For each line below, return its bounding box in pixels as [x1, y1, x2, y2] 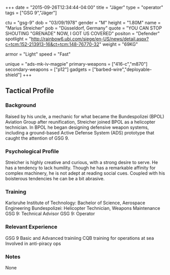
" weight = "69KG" [99, 41, 138, 47]
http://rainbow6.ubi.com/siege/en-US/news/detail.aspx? [31, 36, 149, 42]
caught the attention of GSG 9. [5, 135, 70, 141]
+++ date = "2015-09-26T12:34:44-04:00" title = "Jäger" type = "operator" [5, 5, 164, 10]
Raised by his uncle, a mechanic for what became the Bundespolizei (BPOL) [5, 113, 164, 119]
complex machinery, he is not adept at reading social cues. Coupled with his [5, 170, 165, 176]
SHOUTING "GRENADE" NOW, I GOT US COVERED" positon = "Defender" [5, 31, 160, 36]
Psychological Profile [5, 148, 60, 155]
